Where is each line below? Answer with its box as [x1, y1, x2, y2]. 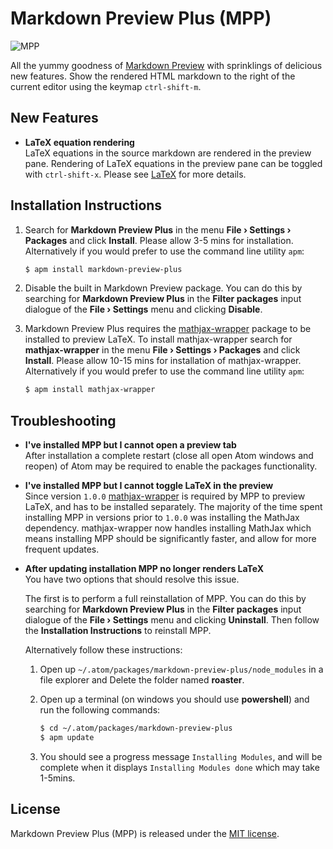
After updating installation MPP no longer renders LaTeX [24, 563, 265, 575]
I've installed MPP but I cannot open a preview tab [24, 439, 237, 451]
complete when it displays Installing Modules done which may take [39, 761, 320, 773]
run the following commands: [39, 704, 161, 716]
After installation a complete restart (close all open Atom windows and [24, 450, 314, 462]
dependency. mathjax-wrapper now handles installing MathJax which [24, 522, 312, 534]
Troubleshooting [10, 412, 117, 429]
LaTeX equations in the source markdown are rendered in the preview [24, 147, 312, 159]
